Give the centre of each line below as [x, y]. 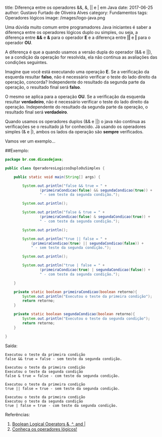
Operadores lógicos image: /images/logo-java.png [55, 18]
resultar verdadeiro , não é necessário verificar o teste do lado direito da [77, 102]
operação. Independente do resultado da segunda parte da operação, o [77, 107]
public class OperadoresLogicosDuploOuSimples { [55, 168]
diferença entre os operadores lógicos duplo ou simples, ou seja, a [71, 32]
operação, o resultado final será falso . [43, 87]
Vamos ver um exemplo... [30, 141]
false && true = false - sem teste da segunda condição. [64, 359]
